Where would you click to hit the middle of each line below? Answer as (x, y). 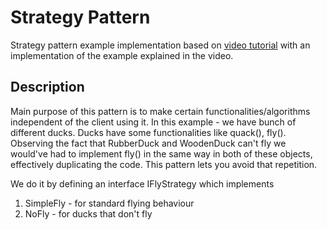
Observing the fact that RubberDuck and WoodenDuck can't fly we (148, 143)
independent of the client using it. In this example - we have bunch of (153, 122)
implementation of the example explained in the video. (122, 55)
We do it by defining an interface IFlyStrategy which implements (142, 183)
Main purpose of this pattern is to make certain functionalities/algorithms (160, 111)
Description (47, 87)
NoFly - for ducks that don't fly (88, 213)
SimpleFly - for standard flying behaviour (109, 203)
